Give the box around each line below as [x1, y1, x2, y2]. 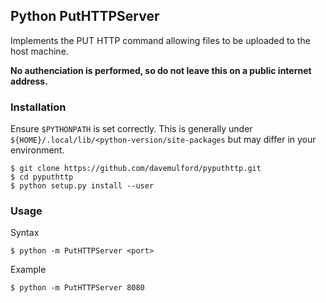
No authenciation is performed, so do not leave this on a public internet [10, 64, 312, 76]
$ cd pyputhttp [10, 172, 74, 183]
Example [10, 264, 47, 276]
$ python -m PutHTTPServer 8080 [10, 283, 145, 293]
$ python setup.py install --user [10, 181, 155, 191]
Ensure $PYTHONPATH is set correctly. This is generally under [10, 123, 253, 135]
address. [10, 75, 48, 87]
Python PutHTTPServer [10, 8, 160, 25]
